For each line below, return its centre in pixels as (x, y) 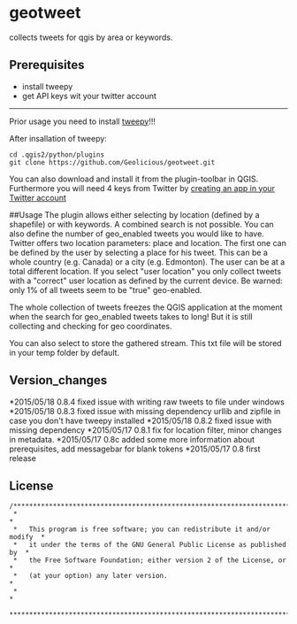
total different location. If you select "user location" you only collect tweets (145, 271)
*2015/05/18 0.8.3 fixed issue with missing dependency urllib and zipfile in (145, 411)
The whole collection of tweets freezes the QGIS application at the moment (146, 307)
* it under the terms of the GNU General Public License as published (150, 545)
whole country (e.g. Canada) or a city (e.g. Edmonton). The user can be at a (147, 262)
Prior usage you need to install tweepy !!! (83, 121)
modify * (27, 537)
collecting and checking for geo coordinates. (91, 326)
